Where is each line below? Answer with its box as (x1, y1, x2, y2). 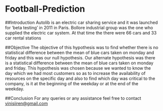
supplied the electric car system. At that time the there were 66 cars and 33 (5, 30, 157, 36)
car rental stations (5, 35, 41, 41)
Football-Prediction (5, 3, 85, 15)
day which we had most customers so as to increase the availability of (5, 70, 146, 76)
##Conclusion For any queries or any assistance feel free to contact (5, 95, 142, 101)
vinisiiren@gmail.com (5, 100, 48, 106)
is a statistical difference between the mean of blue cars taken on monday (5, 60, 154, 66)
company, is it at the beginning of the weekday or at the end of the (5, 80, 139, 86)
